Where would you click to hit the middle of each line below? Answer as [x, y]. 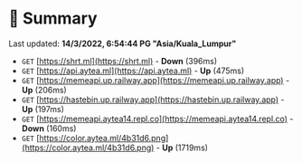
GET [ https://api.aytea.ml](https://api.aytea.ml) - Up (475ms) [133, 71]
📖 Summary [53, 19]
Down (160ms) [49, 128]
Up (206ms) [44, 90]
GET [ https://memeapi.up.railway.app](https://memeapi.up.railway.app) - [156, 80]
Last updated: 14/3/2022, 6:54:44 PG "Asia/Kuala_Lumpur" [123, 43]
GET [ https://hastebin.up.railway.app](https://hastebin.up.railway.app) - [153, 100]
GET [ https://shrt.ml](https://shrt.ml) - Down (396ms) [119, 61]
